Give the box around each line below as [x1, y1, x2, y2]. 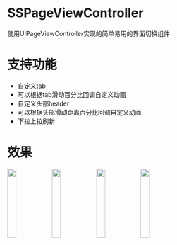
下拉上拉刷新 [17, 117, 55, 125]
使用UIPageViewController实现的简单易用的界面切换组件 [7, 29, 171, 38]
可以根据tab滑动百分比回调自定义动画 [17, 90, 126, 98]
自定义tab [17, 81, 46, 90]
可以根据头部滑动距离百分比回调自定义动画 [17, 108, 142, 116]
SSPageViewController [7, 5, 144, 21]
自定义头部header [17, 99, 70, 108]
